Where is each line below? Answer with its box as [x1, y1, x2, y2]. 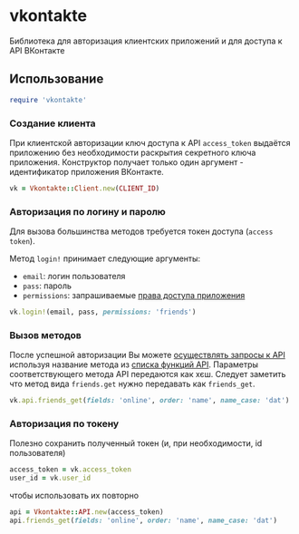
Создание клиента [9, 117, 97, 130]
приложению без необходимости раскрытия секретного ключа [9, 147, 256, 158]
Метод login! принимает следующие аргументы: [9, 253, 201, 264]
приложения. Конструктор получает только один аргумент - [9, 156, 245, 168]
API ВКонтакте [9, 44, 65, 55]
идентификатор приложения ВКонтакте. [9, 166, 165, 177]
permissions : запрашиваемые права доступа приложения [22, 290, 246, 301]
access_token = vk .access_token [9, 465, 131, 474]
